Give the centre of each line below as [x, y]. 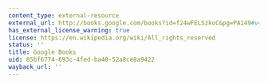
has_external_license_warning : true [69, 30]
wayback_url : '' [35, 67]
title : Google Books [43, 52]
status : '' [26, 45]
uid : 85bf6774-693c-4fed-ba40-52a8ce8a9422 [82, 60]
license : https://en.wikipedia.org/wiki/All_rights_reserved [112, 38]
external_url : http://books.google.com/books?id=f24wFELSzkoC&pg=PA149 [130, 23]
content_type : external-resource [64, 15]
